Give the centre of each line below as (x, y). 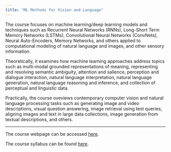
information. (18, 51)
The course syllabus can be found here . (47, 144)
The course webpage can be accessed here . (52, 134)
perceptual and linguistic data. (37, 88)
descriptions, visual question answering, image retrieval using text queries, (84, 108)
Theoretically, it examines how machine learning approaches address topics (85, 61)
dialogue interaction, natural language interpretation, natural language (79, 77)
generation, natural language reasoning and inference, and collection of (80, 83)
